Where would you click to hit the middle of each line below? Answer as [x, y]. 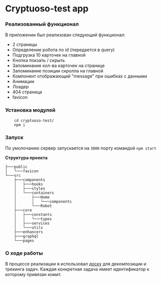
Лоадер [20, 87]
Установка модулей [30, 110]
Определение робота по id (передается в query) [63, 50]
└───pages [24, 241]
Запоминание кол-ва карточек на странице [58, 66]
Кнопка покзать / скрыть [39, 61]
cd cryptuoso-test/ [34, 120]
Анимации [23, 81]
